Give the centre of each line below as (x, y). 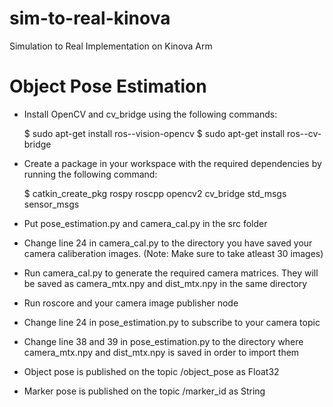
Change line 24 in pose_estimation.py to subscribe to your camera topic (172, 322)
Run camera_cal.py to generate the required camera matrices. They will (171, 273)
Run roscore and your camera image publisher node (131, 303)
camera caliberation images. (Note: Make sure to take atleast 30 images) (173, 253)
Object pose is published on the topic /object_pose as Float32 (151, 371)
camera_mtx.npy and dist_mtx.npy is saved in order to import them (161, 352)
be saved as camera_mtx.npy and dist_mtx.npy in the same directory (165, 283)
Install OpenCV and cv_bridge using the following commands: (150, 114)
